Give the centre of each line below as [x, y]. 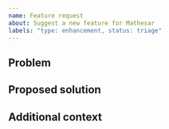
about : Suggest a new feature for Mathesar [82, 23]
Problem [30, 63]
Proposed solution [55, 90]
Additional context [55, 117]
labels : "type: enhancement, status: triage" [85, 30]
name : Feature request [46, 16]
